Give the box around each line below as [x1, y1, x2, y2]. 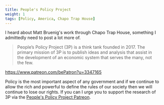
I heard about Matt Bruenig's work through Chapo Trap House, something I [5, 30, 156, 36]
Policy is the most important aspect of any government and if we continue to [5, 79, 159, 84]
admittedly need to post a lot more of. [5, 35, 81, 41]
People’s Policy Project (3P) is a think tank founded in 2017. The [17, 44, 145, 50]
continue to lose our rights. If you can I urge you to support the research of [5, 89, 156, 95]
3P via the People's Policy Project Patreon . [5, 94, 91, 100]
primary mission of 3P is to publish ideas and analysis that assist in [17, 49, 152, 55]
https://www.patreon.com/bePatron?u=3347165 [5, 69, 102, 75]
